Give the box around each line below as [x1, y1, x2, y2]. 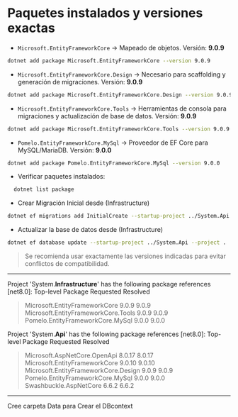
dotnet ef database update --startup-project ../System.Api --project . [7, 239, 227, 246]
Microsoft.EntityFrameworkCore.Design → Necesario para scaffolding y [17, 69, 226, 79]
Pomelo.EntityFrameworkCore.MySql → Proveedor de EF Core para [17, 138, 209, 147]
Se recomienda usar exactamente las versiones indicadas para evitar [24, 252, 227, 260]
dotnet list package [13, 186, 74, 193]
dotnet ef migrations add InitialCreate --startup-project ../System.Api [7, 213, 230, 220]
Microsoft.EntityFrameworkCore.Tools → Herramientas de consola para [17, 104, 227, 113]
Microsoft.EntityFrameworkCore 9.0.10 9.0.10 [24, 359, 156, 367]
